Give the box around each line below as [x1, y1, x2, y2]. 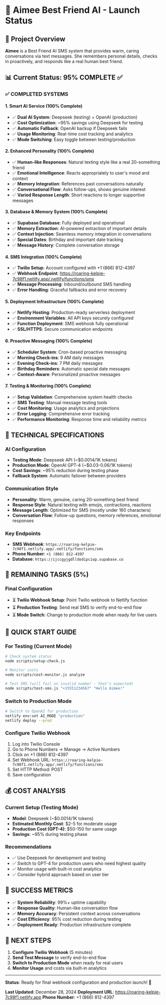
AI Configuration [5, 446, 46, 453]
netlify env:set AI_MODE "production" [5, 713, 85, 718]
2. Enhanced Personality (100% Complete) [5, 148, 94, 154]
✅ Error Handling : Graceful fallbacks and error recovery [12, 287, 127, 293]
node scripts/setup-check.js [5, 659, 65, 664]
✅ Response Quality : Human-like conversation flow [12, 905, 118, 911]
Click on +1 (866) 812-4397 [12, 751, 68, 758]
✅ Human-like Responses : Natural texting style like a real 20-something [12, 159, 161, 165]
